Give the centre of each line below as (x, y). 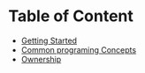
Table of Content (71, 16)
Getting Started (49, 40)
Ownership (41, 59)
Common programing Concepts (79, 49)
